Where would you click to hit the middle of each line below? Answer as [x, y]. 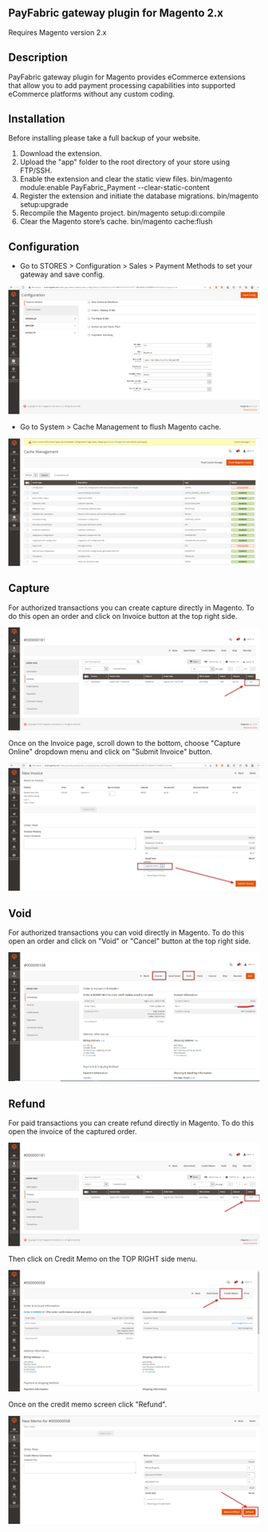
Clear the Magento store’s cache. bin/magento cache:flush [116, 221]
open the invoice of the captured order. [73, 1131]
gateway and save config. [62, 274]
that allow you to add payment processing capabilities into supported [122, 85]
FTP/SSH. [36, 170]
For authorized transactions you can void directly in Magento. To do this [126, 933]
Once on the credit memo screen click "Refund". [88, 1404]
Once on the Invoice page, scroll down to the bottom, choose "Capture [124, 744]
